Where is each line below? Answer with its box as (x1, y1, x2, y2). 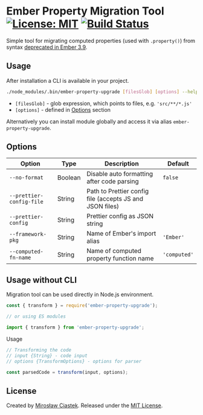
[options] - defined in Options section (14, 106, 111, 113)
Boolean (57, 173, 81, 182)
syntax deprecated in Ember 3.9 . (6, 43, 88, 51)
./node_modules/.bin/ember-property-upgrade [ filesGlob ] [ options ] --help (6, 89, 199, 95)
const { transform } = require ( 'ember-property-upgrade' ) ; (6, 303, 158, 309)
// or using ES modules (6, 314, 66, 320)
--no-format (9, 174, 44, 181)
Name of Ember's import (86, 230, 156, 238)
